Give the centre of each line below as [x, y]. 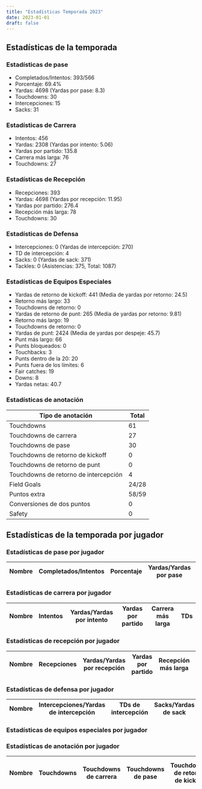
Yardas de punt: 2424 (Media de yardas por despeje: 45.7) [87, 333]
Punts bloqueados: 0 [41, 346]
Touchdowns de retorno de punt [55, 465]
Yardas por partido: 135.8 [46, 151]
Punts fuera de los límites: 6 [49, 365]
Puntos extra [27, 494]
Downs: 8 [27, 378]
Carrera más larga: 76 [42, 158]
